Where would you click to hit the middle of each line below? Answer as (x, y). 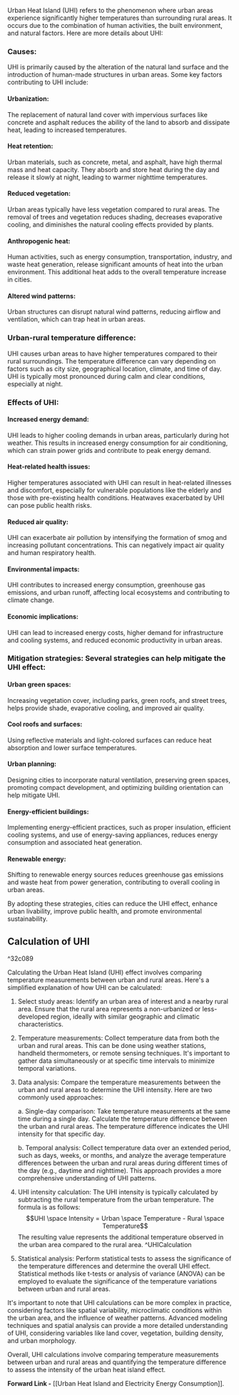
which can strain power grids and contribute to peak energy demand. (109, 450)
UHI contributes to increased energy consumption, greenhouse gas (106, 585)
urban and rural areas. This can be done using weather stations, (112, 1046)
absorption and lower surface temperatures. (72, 747)
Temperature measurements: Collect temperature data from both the (118, 1038)
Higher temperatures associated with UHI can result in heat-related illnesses (119, 482)
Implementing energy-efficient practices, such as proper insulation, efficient (119, 827)
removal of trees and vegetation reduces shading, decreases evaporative (115, 216)
